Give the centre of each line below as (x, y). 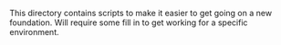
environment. (34, 32)
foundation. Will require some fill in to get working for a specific (129, 22)
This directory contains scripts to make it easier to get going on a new (140, 13)
